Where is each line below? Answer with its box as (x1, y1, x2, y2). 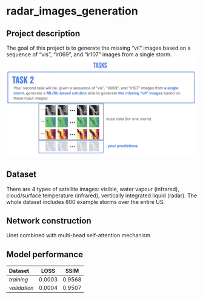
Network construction (6, 216, 92, 226)
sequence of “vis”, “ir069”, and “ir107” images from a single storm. (6, 51, 172, 58)
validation (8, 284, 34, 292)
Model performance (6, 249, 84, 260)
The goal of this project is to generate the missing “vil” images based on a (6, 44, 191, 51)
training (8, 276, 28, 283)
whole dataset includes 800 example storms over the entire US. (6, 198, 165, 205)
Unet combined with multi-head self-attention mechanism (6, 232, 151, 239)
